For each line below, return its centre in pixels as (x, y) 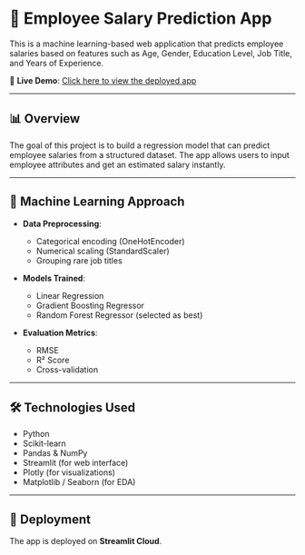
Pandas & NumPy (55, 453)
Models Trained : (54, 278)
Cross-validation (67, 369)
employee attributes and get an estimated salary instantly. (118, 164)
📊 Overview (45, 119)
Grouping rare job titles (79, 260)
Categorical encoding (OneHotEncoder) (110, 241)
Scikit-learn (44, 443)
